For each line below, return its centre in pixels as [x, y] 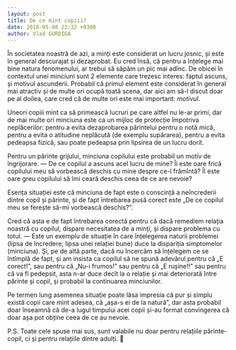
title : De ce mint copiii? [47, 21]
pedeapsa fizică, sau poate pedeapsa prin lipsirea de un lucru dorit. [106, 143]
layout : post [26, 14]
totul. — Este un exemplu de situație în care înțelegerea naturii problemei [113, 236]
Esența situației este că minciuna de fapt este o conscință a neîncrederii [112, 192]
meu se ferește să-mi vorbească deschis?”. [70, 208]
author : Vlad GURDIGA [39, 34]
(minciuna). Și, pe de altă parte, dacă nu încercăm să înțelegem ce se [108, 251]
